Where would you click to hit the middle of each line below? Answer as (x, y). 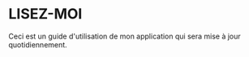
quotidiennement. (38, 44)
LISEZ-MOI (45, 14)
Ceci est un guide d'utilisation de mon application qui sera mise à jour (124, 36)
